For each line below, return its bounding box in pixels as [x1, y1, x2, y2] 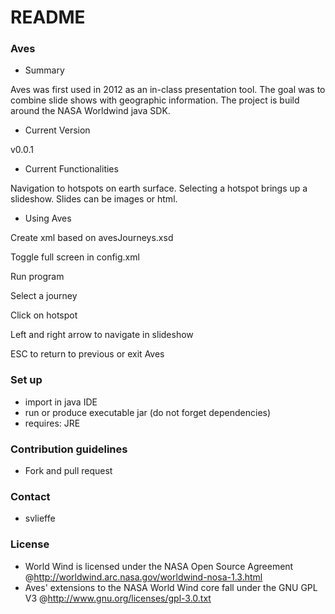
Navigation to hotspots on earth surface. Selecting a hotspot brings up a [10, 182, 308, 195]
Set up [10, 373, 43, 387]
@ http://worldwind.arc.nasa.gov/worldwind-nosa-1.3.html [24, 571, 263, 583]
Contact [10, 490, 51, 503]
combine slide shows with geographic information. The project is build [10, 94, 300, 106]
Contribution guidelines [10, 442, 128, 456]
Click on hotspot [10, 309, 78, 321]
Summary [24, 64, 65, 76]
